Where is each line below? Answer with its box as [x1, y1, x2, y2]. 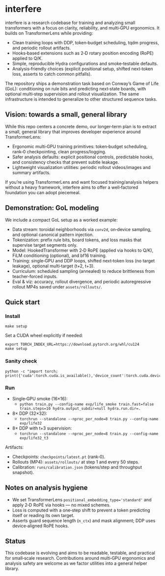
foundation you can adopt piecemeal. [5, 189, 81, 195]
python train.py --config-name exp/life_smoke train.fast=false [19, 402, 154, 406]
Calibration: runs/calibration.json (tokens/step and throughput [12, 464, 142, 470]
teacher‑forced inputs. [12, 273, 58, 279]
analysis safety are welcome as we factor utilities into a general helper [5, 560, 147, 566]
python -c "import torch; [5, 369, 58, 374]
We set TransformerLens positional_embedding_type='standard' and [12, 496, 152, 502]
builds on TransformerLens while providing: [5, 30, 93, 36]
